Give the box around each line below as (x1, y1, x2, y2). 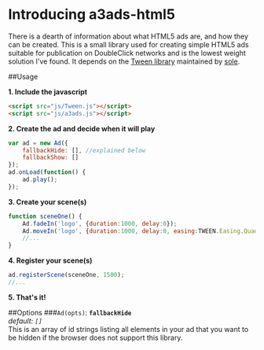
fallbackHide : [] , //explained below (22, 146, 146, 154)
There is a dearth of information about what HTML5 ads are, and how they (8, 31, 249, 41)
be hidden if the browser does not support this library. (8, 333, 183, 342)
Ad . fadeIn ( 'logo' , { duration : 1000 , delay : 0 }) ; (22, 219, 178, 227)
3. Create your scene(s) (8, 197, 87, 206)
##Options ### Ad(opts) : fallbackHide (8, 308, 132, 317)
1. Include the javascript (8, 87, 88, 96)
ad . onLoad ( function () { (8, 168, 86, 176)
